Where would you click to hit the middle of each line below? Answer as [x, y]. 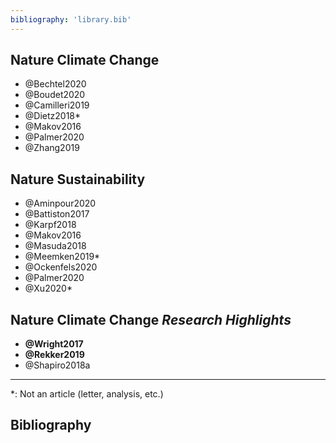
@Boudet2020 [55, 95]
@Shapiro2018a [57, 365]
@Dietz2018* [53, 116]
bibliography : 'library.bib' [71, 19]
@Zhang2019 [52, 148]
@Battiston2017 [57, 214]
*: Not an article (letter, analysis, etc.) [87, 394]
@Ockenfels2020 [61, 267]
